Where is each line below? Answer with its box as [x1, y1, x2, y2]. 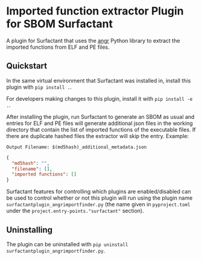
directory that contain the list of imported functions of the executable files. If [6, 125, 196, 133]
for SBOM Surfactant [6, 17, 113, 31]
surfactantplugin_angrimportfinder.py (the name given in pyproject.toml [6, 201, 191, 208]
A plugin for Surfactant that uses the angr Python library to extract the [6, 37, 180, 44]
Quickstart [6, 61, 48, 71]
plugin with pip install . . [6, 83, 72, 90]
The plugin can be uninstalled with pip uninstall [6, 240, 128, 248]
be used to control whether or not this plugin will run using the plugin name [6, 194, 193, 201]
